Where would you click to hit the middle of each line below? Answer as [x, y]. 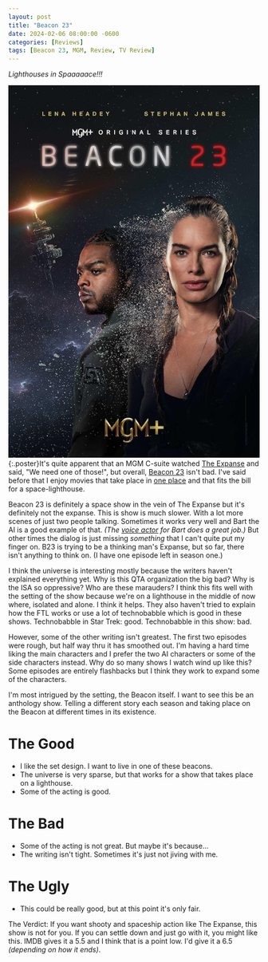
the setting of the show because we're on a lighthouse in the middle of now [132, 596]
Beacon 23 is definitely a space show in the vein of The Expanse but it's [126, 504]
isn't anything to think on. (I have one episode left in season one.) [116, 555]
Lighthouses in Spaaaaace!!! [55, 74]
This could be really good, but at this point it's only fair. [110, 909]
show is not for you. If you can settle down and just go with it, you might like [133, 932]
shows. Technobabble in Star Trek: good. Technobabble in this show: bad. [130, 621]
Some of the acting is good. [65, 791]
